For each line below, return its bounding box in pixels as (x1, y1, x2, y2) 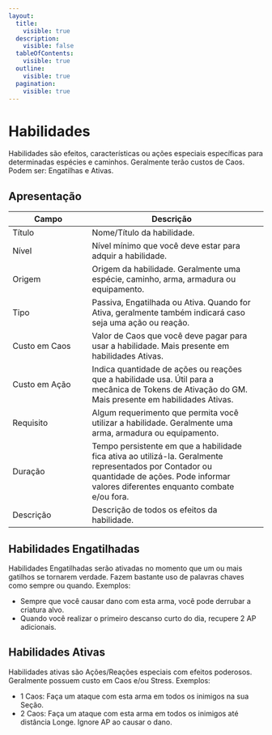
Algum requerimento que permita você (91, 407, 239, 418)
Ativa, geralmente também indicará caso (91, 307, 245, 318)
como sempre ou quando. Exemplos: (8, 580, 131, 590)
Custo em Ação (12, 379, 71, 390)
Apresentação (8, 189, 83, 203)
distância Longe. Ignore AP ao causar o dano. (19, 717, 172, 727)
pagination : (15, 79, 57, 87)
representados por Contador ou (91, 461, 213, 472)
